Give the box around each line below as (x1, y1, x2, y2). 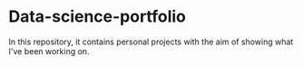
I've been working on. (8, 45, 90, 56)
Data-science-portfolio (8, 6, 187, 27)
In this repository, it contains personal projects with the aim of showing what (8, 36, 294, 47)
